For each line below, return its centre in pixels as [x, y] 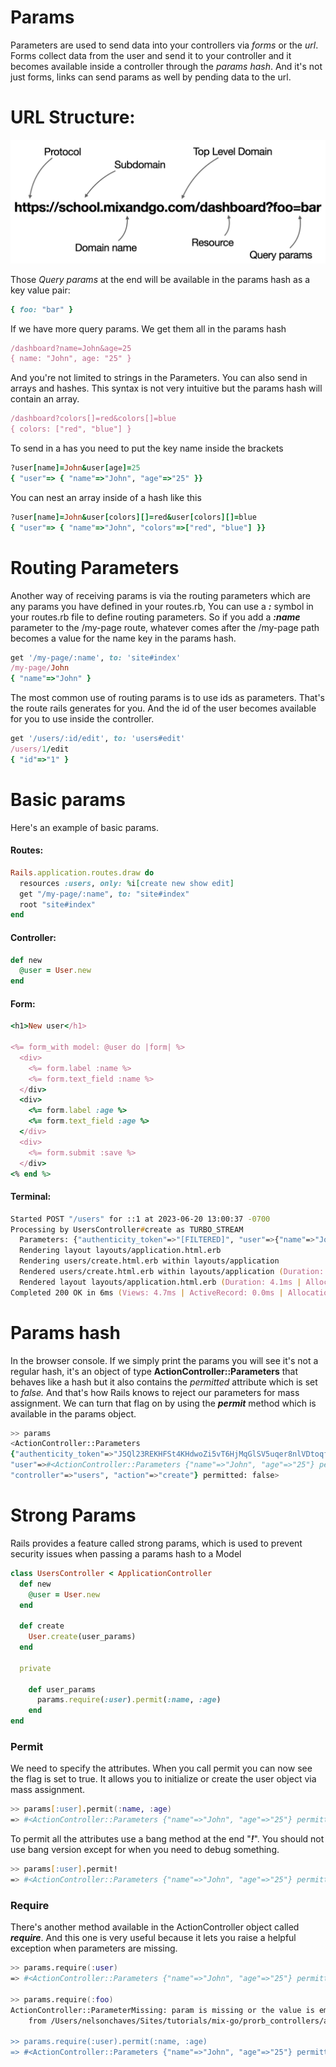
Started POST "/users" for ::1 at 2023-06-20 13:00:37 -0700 [140, 1219]
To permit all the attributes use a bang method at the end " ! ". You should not [167, 1839]
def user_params [62, 1689]
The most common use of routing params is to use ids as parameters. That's [168, 698]
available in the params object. [73, 1413]
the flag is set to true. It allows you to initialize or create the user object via [163, 1779]
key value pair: [40, 290]
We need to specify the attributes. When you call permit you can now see [161, 1768]
